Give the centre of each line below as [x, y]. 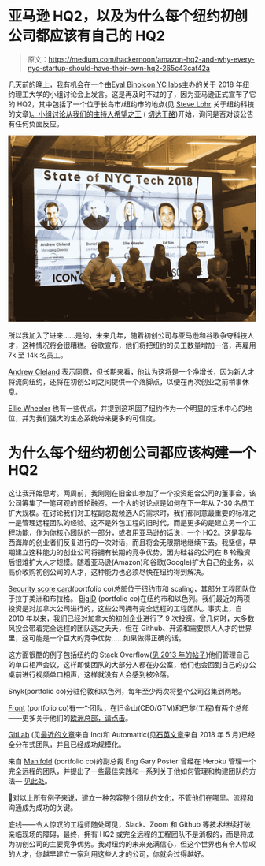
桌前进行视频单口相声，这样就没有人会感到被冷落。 [91, 674]
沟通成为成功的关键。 [42, 807]
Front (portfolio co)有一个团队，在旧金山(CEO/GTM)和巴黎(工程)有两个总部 [129, 707]
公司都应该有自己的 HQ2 [86, 36]
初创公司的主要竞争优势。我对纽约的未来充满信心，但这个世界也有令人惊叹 [135, 844]
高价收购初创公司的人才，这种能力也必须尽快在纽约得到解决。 [108, 572]
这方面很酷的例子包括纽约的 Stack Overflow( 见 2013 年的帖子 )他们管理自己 [129, 655]
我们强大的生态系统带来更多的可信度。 [97, 418]
